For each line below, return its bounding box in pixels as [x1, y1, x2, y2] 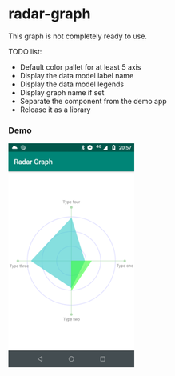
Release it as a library [19, 105, 91, 114]
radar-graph [8, 5, 91, 23]
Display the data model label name [19, 70, 134, 80]
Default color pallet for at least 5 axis [19, 62, 141, 72]
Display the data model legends [19, 79, 125, 89]
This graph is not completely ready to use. [8, 31, 148, 41]
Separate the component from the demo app [19, 96, 168, 106]
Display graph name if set [19, 87, 105, 97]
